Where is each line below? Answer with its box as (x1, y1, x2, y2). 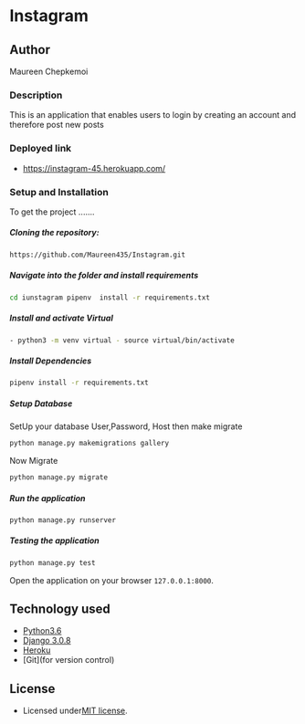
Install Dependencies (9, 355, 92, 366)
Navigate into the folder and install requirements (9, 270, 199, 281)
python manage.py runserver (9, 515, 117, 525)
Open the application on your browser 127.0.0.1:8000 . (9, 574, 215, 585)
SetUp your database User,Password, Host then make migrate (9, 421, 243, 432)
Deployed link (9, 142, 72, 155)
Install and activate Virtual (9, 312, 114, 324)
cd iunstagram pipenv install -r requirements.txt (9, 293, 210, 302)
